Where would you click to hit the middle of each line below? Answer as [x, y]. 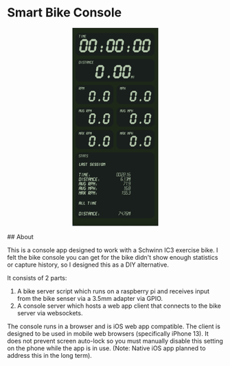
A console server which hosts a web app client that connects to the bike [119, 306]
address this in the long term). [50, 355]
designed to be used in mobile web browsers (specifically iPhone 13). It [108, 333]
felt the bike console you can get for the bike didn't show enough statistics [113, 257]
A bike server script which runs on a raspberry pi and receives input [113, 291]
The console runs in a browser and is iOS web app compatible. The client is [114, 326]
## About [21, 236]
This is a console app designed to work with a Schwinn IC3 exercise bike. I [113, 250]
